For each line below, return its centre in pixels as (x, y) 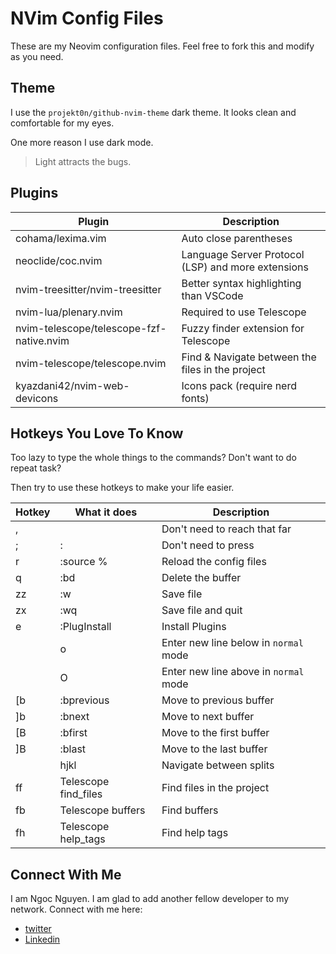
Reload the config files (214, 562)
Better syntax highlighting (241, 283)
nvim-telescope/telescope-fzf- (91, 328)
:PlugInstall (85, 627)
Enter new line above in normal (233, 672)
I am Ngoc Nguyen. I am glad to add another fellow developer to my (150, 899)
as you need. (37, 56)
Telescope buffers (102, 810)
